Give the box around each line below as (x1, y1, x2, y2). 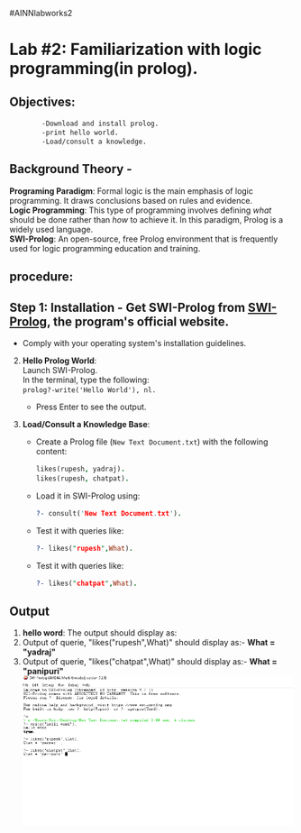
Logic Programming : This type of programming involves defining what (9, 205, 272, 215)
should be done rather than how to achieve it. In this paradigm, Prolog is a (9, 214, 284, 224)
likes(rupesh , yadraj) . (35, 464, 126, 474)
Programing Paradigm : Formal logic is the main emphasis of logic (9, 185, 254, 197)
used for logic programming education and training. (9, 243, 201, 253)
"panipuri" (22, 666, 64, 677)
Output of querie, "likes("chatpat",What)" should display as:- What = (22, 656, 278, 667)
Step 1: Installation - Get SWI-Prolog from (9, 299, 246, 315)
